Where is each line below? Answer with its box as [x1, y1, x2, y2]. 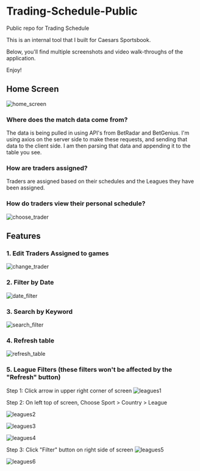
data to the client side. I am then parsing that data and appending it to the [6, 142, 191, 150]
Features [6, 231, 41, 241]
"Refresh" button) [6, 373, 61, 381]
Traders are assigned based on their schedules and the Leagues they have [6, 178, 194, 185]
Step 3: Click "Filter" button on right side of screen [6, 446, 134, 453]
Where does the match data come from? [6, 115, 128, 124]
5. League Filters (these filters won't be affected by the [6, 366, 173, 374]
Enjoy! [6, 66, 23, 74]
